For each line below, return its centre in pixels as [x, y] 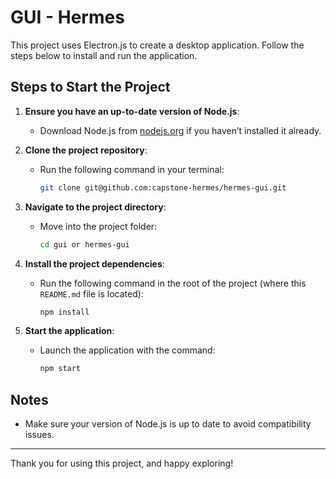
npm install [64, 312]
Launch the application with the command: [127, 350]
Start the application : [69, 331]
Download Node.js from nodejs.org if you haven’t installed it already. [180, 130]
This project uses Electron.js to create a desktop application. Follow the [157, 45]
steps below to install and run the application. [104, 55]
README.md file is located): [91, 293]
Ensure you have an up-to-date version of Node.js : [132, 111]
